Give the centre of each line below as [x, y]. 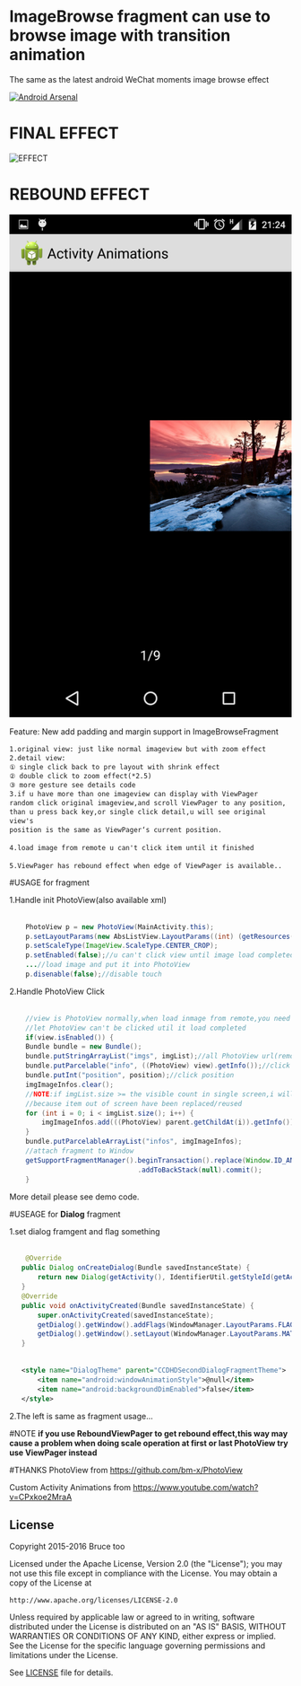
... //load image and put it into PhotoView [108, 965]
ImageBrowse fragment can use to [140, 17]
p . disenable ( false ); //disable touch [94, 975]
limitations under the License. [64, 1655]
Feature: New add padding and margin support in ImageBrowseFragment [144, 731]
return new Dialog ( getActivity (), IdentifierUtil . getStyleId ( [156, 1278]
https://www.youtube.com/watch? [196, 1487]
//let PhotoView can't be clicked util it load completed [136, 1028]
